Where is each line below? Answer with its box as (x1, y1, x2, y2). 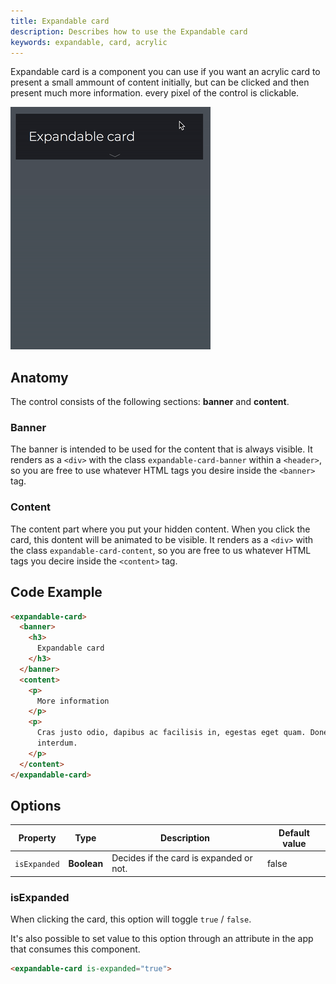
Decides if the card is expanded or (111, 852, 253, 864)
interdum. (36, 738, 78, 749)
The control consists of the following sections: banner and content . (10, 396, 290, 408)
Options (10, 797, 62, 814)
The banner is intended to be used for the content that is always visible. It (10, 443, 313, 455)
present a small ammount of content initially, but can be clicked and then (10, 76, 310, 89)
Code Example (10, 584, 103, 601)
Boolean (68, 857, 104, 869)
